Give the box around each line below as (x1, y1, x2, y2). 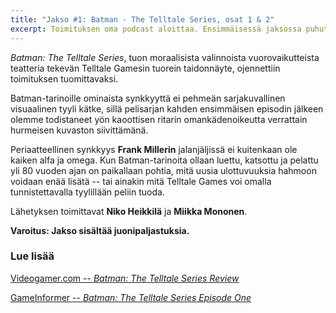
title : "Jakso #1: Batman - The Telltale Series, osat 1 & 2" (10, 14, 275, 25)
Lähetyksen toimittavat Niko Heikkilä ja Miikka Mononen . (10, 205, 248, 217)
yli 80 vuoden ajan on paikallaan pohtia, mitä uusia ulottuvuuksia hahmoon (10, 164, 317, 176)
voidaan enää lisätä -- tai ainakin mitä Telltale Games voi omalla (10, 175, 272, 187)
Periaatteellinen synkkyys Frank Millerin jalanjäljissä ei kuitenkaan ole (10, 143, 298, 155)
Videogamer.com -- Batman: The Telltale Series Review (10, 272, 240, 284)
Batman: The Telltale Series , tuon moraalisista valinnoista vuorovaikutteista (10, 51, 320, 63)
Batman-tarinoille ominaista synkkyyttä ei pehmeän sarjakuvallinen (10, 92, 286, 104)
